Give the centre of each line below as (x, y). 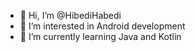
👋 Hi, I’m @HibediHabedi (70, 15)
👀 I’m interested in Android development (102, 26)
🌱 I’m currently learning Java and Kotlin (100, 36)
